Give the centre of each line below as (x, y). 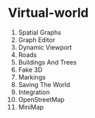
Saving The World (44, 84)
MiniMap (31, 107)
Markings (32, 77)
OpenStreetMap (42, 99)
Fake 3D (30, 70)
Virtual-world (48, 13)
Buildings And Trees (47, 62)
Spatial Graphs (40, 32)
